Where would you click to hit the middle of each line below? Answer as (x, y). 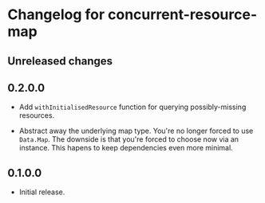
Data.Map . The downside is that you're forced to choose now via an (129, 139)
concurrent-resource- (182, 15)
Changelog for (56, 15)
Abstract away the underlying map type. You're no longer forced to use (136, 131)
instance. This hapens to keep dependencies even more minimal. (126, 148)
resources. (37, 115)
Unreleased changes (60, 61)
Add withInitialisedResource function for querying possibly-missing (132, 107)
